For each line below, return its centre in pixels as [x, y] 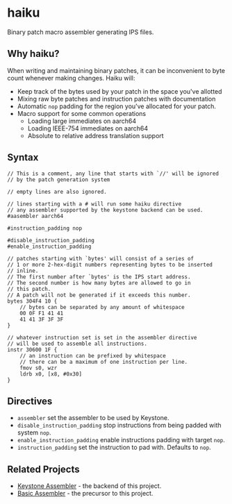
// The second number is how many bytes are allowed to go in [99, 283]
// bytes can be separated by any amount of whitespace [102, 307]
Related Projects [43, 469]
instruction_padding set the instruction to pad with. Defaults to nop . [114, 447]
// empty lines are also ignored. [57, 192]
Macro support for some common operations [82, 113]
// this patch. [29, 289]
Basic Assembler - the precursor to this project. [85, 494]
